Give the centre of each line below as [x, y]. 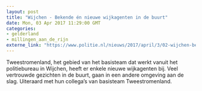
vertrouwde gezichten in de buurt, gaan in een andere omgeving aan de [95, 75]
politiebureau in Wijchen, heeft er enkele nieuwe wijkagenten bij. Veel [92, 68]
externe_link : [24, 45]
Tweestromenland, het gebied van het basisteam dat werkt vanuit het [92, 62]
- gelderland [23, 34]
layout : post [23, 12]
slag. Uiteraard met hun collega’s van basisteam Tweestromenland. [89, 81]
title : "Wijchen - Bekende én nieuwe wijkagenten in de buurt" [87, 17]
